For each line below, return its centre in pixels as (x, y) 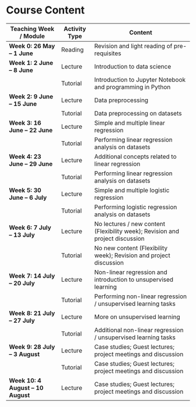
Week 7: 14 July (32, 276)
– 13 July (22, 235)
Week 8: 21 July (32, 313)
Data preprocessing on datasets (138, 113)
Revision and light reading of (133, 46)
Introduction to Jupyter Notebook (140, 80)
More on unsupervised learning (137, 317)
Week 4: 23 (25, 156)
